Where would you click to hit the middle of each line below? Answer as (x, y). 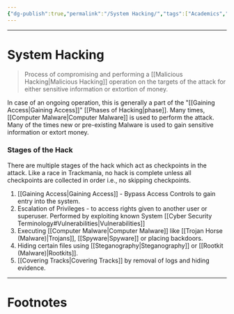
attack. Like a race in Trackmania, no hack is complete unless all (99, 172)
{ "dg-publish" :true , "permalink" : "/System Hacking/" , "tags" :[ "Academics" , (117, 14)
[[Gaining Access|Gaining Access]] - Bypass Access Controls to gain (116, 193)
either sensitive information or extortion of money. (96, 89)
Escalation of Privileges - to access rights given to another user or (112, 208)
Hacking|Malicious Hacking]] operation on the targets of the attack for (125, 82)
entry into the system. (49, 201)
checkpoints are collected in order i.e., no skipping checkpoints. (99, 180)
